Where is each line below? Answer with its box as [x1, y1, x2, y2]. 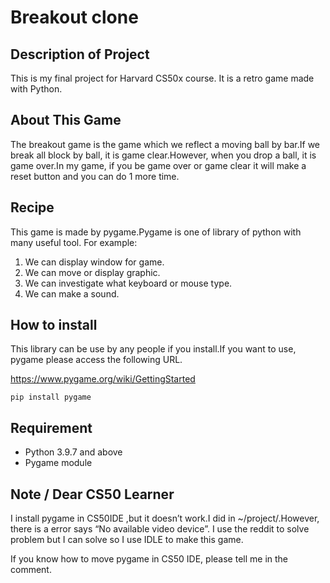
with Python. [10, 83, 63, 95]
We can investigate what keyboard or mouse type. [24, 277, 233, 289]
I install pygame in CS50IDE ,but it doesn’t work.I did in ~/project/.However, [10, 512, 320, 525]
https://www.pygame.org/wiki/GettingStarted [10, 373, 196, 385]
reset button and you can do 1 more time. [10, 170, 180, 182]
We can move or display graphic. [24, 266, 161, 278]
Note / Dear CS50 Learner [10, 486, 175, 503]
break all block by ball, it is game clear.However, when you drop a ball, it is [10, 149, 317, 161]
